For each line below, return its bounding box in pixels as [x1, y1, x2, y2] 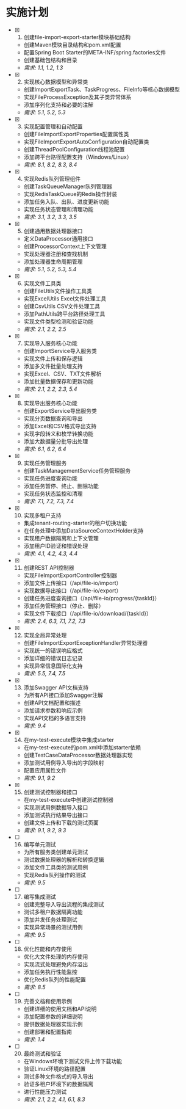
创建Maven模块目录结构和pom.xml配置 [23, 41, 121, 48]
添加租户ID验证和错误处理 [23, 542, 88, 550]
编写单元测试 [23, 840, 56, 848]
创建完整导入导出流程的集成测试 [23, 900, 104, 907]
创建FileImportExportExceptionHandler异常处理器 [23, 639, 148, 646]
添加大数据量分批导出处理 [23, 437, 88, 445]
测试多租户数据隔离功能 [23, 908, 83, 915]
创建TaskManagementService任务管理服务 [23, 467, 131, 474]
